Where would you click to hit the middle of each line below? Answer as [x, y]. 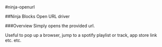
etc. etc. [13, 40]
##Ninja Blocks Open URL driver [37, 16]
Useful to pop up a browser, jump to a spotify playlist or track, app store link [81, 35]
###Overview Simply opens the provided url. [50, 26]
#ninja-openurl [20, 7]
